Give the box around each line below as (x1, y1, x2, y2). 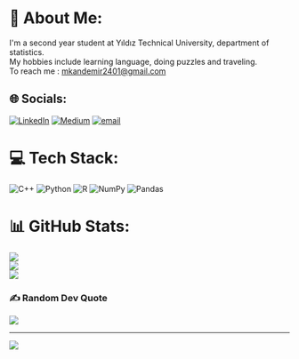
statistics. (9, 46, 44, 57)
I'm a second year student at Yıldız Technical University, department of (9, 37, 270, 48)
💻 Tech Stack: (9, 148, 119, 168)
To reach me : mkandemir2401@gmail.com (9, 66, 166, 76)
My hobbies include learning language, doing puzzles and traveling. (9, 56, 258, 67)
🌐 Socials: (9, 92, 68, 107)
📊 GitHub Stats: (9, 216, 131, 236)
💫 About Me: (9, 8, 103, 28)
